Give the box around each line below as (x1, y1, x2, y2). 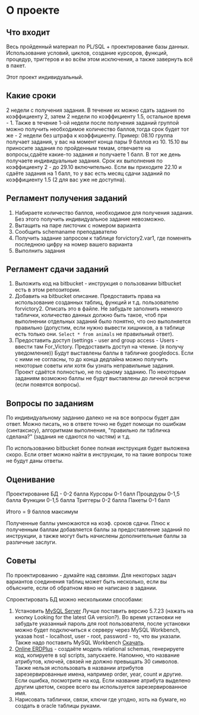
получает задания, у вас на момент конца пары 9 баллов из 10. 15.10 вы (6, 138, 188, 145)
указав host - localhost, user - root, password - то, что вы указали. (14, 632, 182, 639)
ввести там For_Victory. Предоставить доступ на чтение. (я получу (14, 343, 184, 350)
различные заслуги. (6, 539, 57, 546)
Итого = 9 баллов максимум (6, 508, 78, 515)
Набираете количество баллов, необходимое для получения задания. (14, 209, 194, 216)
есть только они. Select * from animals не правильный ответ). (14, 331, 174, 338)
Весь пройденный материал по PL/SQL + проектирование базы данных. (6, 43, 189, 50)
